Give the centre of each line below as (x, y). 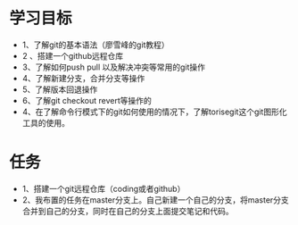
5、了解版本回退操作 (60, 89)
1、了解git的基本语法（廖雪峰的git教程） (95, 45)
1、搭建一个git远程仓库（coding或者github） (103, 188)
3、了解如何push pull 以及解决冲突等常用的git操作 (114, 67)
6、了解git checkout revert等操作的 (87, 100)
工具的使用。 (46, 122)
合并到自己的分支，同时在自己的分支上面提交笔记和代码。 (128, 211)
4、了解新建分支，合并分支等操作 (83, 78)
